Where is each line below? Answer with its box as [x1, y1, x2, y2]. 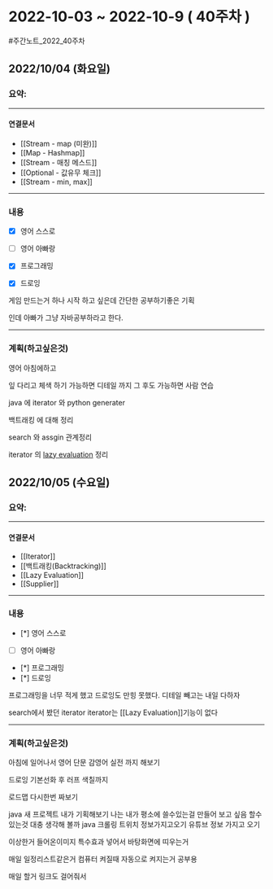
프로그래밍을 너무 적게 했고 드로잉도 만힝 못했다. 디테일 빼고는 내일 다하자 [8, 690, 240, 700]
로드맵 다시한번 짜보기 [8, 792, 79, 802]
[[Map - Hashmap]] [19, 147, 85, 157]
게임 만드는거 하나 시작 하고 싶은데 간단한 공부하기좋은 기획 [8, 296, 195, 305]
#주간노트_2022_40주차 [8, 36, 85, 46]
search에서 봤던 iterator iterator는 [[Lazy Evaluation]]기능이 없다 [8, 707, 218, 717]
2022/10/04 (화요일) [8, 62, 111, 76]
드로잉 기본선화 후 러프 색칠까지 [8, 775, 109, 785]
